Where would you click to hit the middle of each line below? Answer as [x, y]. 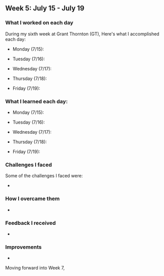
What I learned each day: [37, 101]
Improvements [23, 247]
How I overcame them [33, 199]
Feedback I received [31, 223]
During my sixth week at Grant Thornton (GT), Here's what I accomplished [83, 34]
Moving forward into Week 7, [35, 268]
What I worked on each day [39, 23]
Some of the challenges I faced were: [44, 176]
